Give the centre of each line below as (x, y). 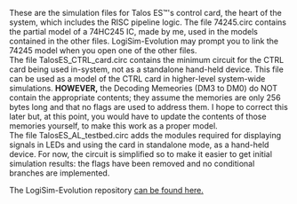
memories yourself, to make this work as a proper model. (113, 126)
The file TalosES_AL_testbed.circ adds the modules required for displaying (145, 135)
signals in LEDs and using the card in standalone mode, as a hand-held (139, 145)
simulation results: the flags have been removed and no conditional (132, 164)
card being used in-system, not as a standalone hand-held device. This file (147, 69)
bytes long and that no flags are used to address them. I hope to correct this (149, 107)
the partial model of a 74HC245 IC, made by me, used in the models (133, 31)
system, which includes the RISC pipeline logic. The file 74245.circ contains (148, 22)
